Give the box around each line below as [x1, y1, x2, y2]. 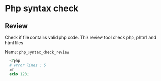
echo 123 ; [9, 71, 29, 77]
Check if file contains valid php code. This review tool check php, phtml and [5, 35, 156, 40]
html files [5, 40, 23, 46]
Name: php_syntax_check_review [5, 49, 69, 55]
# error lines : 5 [9, 63, 47, 68]
